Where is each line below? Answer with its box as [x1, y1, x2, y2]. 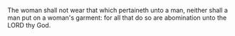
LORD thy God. [7, 21, 51, 29]
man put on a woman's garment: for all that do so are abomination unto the [7, 13, 227, 22]
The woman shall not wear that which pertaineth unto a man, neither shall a [7, 6, 228, 14]
